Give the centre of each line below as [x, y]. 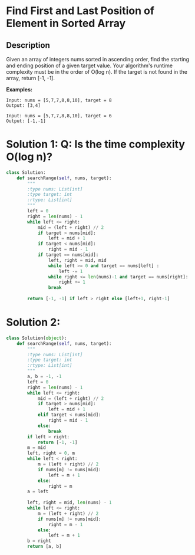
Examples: [19, 89]
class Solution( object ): [37, 338]
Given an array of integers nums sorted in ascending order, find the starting [98, 59]
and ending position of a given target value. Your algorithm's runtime [89, 65]
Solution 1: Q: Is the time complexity [96, 144]
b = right [39, 541]
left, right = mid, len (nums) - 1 [70, 503]
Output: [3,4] [24, 106]
